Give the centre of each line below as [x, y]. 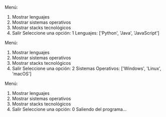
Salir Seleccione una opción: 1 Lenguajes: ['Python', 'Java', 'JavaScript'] [86, 33]
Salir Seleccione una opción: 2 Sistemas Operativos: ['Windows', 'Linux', [87, 68]
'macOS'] [22, 74]
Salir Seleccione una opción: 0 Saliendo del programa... [69, 109]
